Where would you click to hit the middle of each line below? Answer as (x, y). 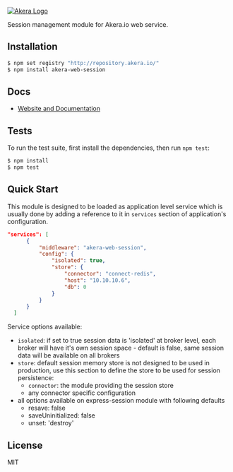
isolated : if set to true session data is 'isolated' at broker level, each (117, 341)
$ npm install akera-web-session (56, 70)
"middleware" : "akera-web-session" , (92, 247)
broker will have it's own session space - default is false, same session (121, 348)
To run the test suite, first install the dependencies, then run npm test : (109, 148)
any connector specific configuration (82, 393)
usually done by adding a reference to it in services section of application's (117, 214)
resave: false (47, 408)
